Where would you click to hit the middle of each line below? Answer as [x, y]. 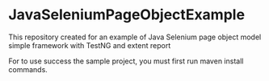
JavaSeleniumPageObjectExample [126, 15]
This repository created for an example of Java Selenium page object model [135, 37]
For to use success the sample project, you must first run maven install [126, 61]
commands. [28, 69]
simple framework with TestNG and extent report [90, 45]
